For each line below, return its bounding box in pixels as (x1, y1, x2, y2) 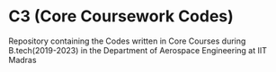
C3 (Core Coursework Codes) (8, 6, 235, 27)
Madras (8, 54, 37, 65)
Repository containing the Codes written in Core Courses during (8, 36, 246, 46)
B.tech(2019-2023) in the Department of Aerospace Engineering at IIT (8, 44, 267, 55)
